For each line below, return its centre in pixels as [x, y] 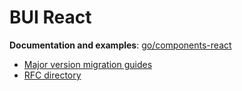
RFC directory [52, 75]
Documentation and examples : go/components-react [120, 45]
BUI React [50, 17]
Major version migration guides [88, 64]
